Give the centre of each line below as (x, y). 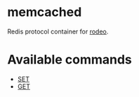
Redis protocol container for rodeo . (58, 31)
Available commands (69, 60)
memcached (45, 12)
